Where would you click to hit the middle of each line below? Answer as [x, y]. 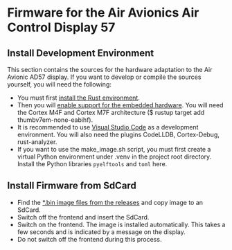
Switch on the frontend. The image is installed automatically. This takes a [121, 224]
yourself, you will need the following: [60, 84]
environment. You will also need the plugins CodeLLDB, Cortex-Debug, [118, 134]
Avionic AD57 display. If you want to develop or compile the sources [104, 77]
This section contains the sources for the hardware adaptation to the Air [110, 70]
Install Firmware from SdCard [72, 186]
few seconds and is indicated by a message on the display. [101, 232]
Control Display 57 [61, 27]
